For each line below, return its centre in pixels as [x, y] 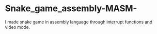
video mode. [17, 27]
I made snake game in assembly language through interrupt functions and [79, 22]
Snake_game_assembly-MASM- [71, 8]
